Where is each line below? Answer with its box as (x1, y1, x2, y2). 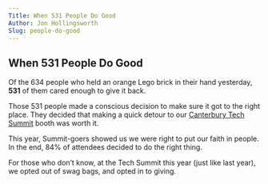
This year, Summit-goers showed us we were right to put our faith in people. (8, 134, 260, 144)
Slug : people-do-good (8, 26, 81, 34)
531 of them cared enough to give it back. (8, 86, 146, 96)
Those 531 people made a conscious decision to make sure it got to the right (8, 102, 261, 111)
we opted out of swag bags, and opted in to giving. (8, 166, 177, 176)
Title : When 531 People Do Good (8, 11, 116, 20)
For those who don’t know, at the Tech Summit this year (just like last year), (8, 158, 256, 168)
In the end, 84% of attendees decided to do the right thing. (8, 142, 202, 152)
